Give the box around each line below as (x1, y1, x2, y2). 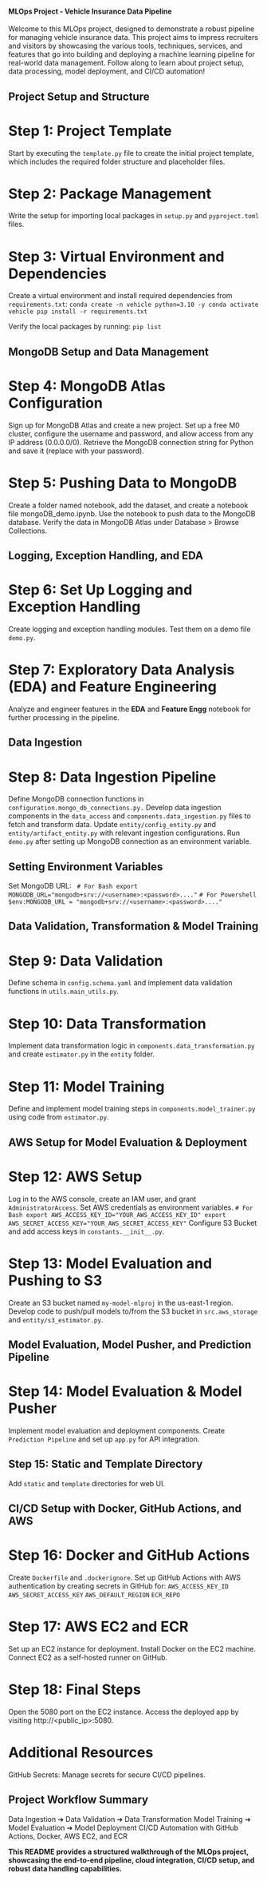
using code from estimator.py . (8, 1112, 109, 1122)
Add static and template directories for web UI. (8, 1478, 166, 1488)
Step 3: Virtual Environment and (8, 248, 225, 265)
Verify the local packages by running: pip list (8, 322, 162, 332)
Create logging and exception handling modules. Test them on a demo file (8, 624, 251, 634)
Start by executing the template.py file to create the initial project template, (8, 148, 254, 157)
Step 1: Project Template (8, 121, 172, 140)
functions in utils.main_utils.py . (8, 987, 120, 996)
